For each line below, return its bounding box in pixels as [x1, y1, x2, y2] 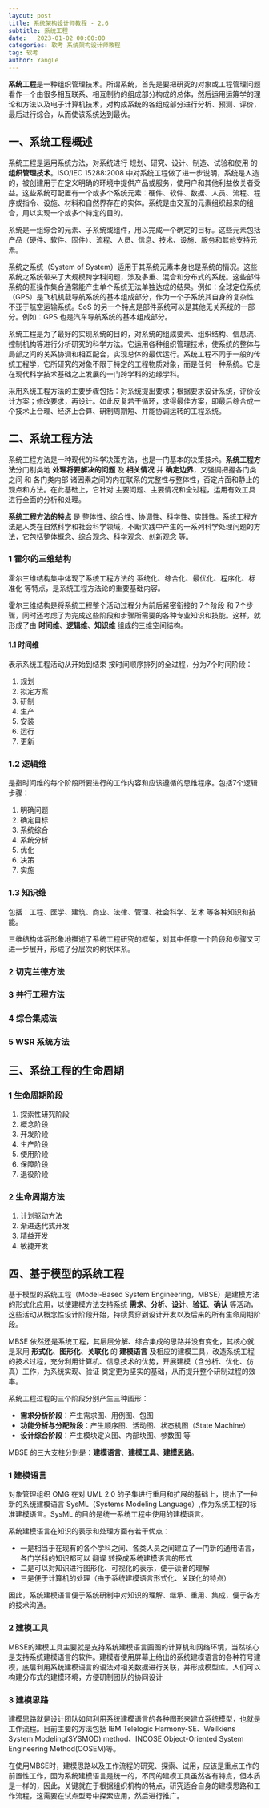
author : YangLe [8, 57, 59, 65]
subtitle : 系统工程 [8, 26, 69, 34]
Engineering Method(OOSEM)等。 [8, 1743, 121, 1754]
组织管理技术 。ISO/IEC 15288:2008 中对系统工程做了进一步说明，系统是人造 [8, 167, 259, 177]
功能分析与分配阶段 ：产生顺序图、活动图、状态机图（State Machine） [19, 1420, 251, 1430]
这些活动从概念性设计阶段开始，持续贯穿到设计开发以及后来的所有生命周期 [8, 1310, 254, 1320]
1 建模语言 [8, 1470, 47, 1481]
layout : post [8, 11, 52, 20]
